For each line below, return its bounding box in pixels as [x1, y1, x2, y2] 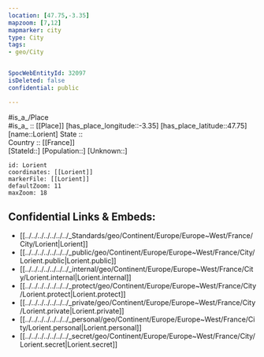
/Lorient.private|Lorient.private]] [19, 307, 125, 316]
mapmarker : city [8, 26, 61, 34]
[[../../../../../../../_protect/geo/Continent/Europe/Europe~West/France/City [19, 281, 257, 291]
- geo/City [8, 48, 44, 56]
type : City [8, 33, 44, 42]
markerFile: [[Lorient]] [8, 175, 90, 183]
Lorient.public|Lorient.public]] [19, 256, 117, 266]
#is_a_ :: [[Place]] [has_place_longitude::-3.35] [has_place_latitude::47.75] [8, 121, 247, 130]
